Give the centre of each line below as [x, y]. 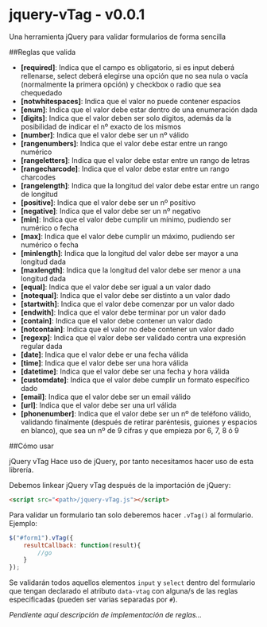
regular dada [41, 346]
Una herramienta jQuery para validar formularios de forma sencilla [117, 37]
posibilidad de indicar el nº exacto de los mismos [101, 126]
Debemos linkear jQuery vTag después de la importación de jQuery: [120, 485]
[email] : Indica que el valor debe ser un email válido [106, 397]
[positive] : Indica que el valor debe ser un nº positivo [108, 202]
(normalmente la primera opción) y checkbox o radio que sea [121, 84]
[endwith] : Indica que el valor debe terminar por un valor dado [123, 312]
